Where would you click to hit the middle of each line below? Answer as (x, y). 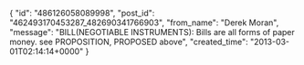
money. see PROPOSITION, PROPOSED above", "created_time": (129, 42)
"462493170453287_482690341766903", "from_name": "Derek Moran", (144, 23)
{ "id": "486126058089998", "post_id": (82, 13)
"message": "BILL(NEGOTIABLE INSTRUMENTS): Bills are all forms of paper (152, 32)
